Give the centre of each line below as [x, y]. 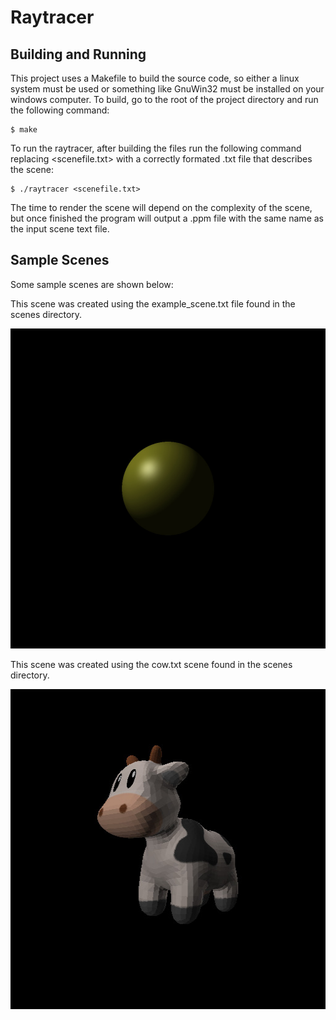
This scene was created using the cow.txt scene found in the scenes [151, 664]
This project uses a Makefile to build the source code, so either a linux [155, 78]
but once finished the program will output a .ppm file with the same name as [167, 218]
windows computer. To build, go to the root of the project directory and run [164, 99]
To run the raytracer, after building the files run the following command [156, 148]
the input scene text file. [60, 229]
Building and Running [78, 54]
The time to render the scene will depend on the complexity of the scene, [161, 207]
